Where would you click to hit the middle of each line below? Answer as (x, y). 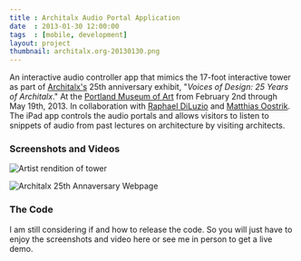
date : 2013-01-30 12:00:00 (64, 26)
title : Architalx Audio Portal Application (95, 18)
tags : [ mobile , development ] (68, 34)
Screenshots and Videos (65, 149)
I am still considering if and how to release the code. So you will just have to (151, 229)
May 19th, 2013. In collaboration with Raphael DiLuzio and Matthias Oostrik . (150, 106)
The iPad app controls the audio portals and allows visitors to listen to (139, 116)
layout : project (40, 43)
